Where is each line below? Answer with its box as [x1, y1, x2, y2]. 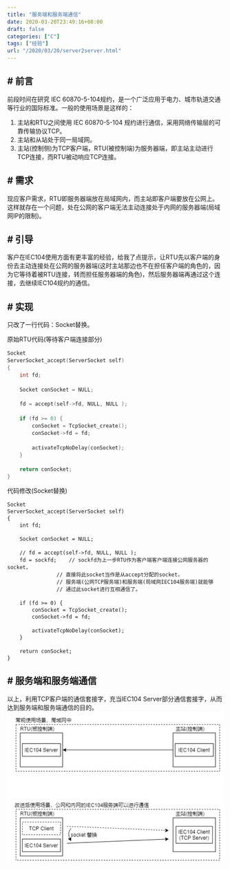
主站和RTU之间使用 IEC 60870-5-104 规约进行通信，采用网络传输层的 [17, 118, 215, 127]
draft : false [7, 25, 45, 32]
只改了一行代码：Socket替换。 [7, 321, 94, 329]
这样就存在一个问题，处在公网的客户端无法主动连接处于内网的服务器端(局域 [7, 203, 221, 211]
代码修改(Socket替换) [7, 487, 67, 495]
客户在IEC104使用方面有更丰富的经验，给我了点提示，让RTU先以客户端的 [7, 253, 215, 262]
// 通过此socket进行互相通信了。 [56, 586, 141, 593]
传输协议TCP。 [23, 127, 66, 135]
